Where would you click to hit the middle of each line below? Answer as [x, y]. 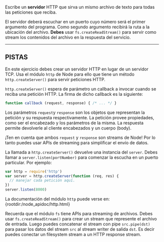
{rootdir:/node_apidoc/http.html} [38, 204]
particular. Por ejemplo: [29, 162]
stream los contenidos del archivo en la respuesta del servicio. [68, 37]
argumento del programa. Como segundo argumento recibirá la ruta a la [77, 27]
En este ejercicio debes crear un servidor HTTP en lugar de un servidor [77, 69]
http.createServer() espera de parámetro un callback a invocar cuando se [81, 89]
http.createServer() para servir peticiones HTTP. [55, 79]
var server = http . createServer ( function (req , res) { [62, 176]
